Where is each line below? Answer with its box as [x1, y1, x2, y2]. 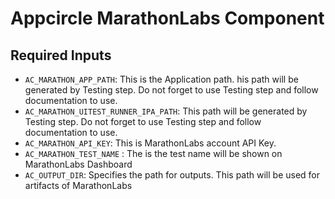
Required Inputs [10, 47, 112, 64]
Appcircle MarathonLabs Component [10, 7, 325, 30]
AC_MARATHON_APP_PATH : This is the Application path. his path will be [24, 73, 299, 85]
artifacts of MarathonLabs [24, 180, 133, 191]
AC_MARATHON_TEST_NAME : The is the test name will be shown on [24, 148, 283, 159]
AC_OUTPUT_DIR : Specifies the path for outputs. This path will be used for [24, 169, 321, 181]
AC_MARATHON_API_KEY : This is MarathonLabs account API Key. [24, 137, 277, 149]
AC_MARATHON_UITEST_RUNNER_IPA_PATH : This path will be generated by [24, 105, 308, 117]
